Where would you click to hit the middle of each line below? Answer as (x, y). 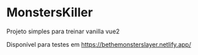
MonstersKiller (50, 13)
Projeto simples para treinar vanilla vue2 (63, 31)
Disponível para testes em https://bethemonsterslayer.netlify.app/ (99, 44)
